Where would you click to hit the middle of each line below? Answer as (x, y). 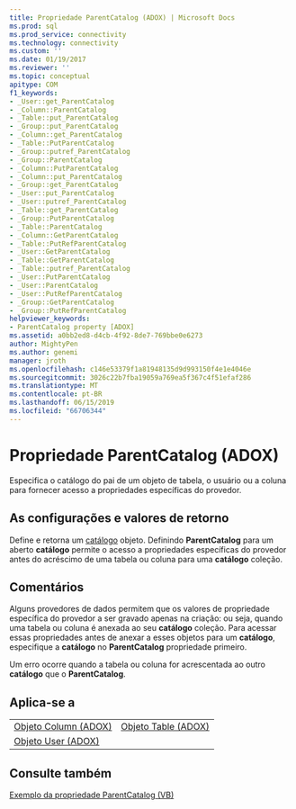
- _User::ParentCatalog (54, 285)
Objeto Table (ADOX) (165, 727)
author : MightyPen (44, 344)
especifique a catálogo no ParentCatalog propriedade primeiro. (128, 647)
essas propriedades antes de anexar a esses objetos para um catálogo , (143, 638)
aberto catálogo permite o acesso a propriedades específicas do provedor (148, 549)
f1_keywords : (34, 93)
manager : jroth (38, 361)
